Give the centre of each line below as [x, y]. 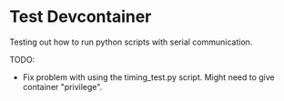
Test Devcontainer [81, 17]
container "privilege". [62, 86]
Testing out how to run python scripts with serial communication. [131, 42]
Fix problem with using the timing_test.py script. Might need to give [148, 77]
